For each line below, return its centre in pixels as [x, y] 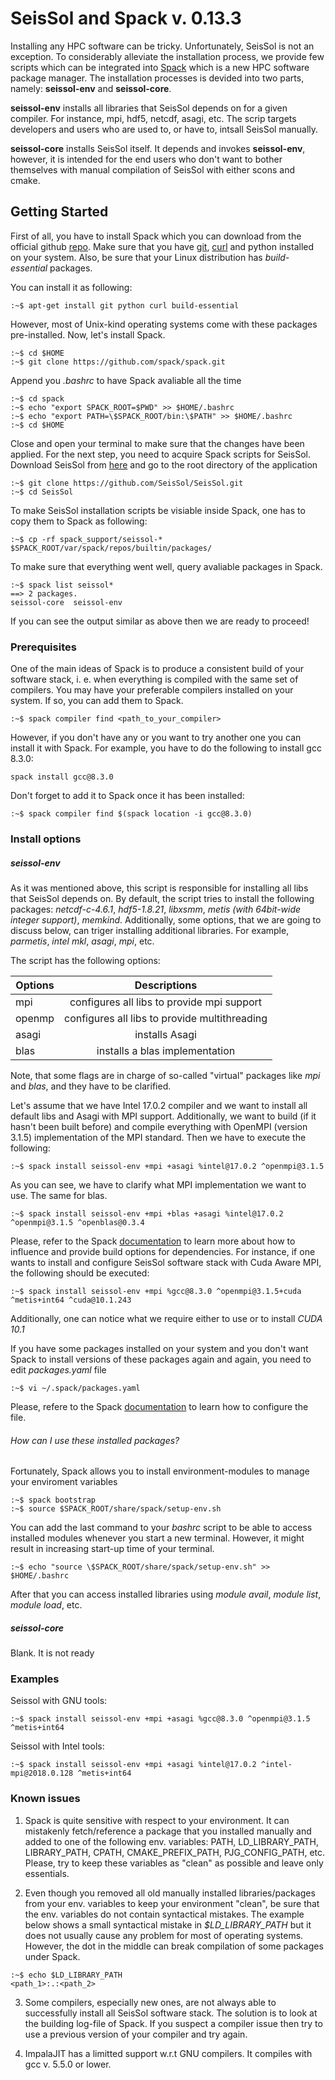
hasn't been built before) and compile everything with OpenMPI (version [159, 1126]
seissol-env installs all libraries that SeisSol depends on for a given [149, 108]
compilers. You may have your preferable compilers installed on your [152, 690]
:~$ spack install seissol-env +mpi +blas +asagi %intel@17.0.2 [147, 1213]
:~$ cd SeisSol [42, 492]
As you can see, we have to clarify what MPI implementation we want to [158, 1184]
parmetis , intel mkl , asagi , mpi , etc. [82, 941]
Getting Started [59, 212]
